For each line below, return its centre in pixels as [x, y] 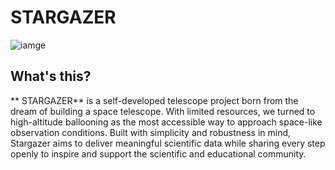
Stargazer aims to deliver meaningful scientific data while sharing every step [168, 143]
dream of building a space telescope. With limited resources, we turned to [163, 111]
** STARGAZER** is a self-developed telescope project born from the [154, 100]
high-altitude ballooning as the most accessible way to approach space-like [166, 122]
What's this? [51, 76]
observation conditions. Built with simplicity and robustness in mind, [151, 132]
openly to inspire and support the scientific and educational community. [158, 153]
